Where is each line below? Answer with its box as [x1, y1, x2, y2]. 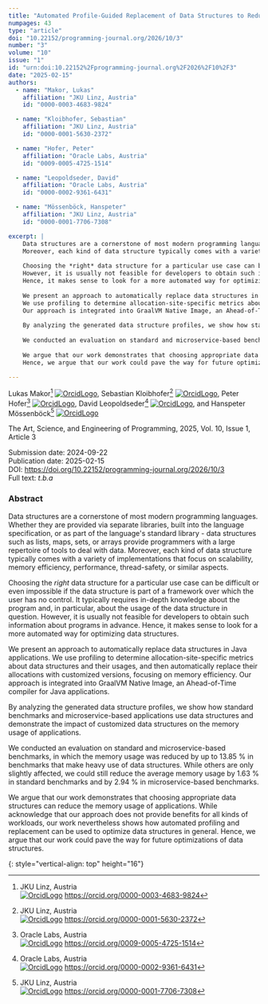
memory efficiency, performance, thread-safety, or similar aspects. [8, 562, 229, 572]
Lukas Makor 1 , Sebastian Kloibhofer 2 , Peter [8, 387, 239, 399]
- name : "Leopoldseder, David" [15, 173, 120, 182]
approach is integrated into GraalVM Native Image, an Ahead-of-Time [8, 678, 237, 688]
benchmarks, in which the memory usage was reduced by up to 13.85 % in [8, 752, 254, 761]
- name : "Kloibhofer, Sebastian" [15, 115, 127, 124]
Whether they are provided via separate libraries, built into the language [8, 520, 245, 530]
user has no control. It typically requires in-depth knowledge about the [8, 594, 241, 604]
